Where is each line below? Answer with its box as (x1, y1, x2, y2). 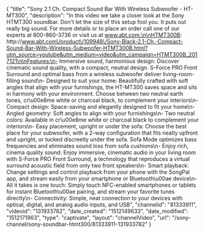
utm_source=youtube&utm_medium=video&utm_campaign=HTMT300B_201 (6, 51, 198, 58)
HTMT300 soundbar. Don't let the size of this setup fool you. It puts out (6, 18, 187, 25)
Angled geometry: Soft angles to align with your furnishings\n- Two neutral (6, 110, 195, 117)
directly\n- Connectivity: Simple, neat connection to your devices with (6, 195, 183, 201)
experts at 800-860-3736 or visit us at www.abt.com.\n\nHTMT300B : (6, 31, 182, 39)
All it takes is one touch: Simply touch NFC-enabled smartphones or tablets (6, 181, 196, 189)
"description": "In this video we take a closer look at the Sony (29, 12, 185, 19)
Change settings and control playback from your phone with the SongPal (6, 168, 190, 176)
